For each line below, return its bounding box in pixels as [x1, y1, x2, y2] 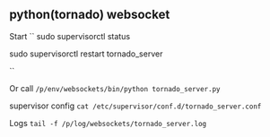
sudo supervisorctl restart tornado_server [9, 48, 163, 59]
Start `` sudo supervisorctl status [9, 30, 131, 41]
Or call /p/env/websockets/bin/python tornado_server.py [9, 82, 221, 93]
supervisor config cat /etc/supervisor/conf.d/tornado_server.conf [9, 100, 262, 111]
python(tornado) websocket [9, 7, 170, 22]
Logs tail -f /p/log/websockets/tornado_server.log [9, 117, 207, 128]
